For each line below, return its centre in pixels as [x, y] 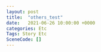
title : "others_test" [35, 17]
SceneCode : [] [24, 39]
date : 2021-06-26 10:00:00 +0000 [51, 23]
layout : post [23, 12]
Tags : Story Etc [26, 34]
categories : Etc [26, 28]
